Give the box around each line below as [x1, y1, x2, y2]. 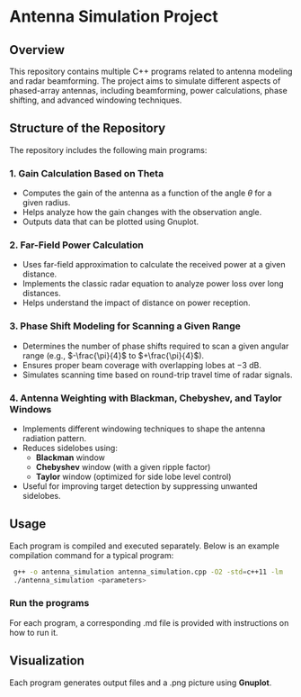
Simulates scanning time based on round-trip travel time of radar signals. [22, 369, 293, 380]
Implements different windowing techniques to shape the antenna [22, 423, 266, 434]
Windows [9, 403, 52, 415]
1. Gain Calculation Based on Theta [9, 167, 164, 179]
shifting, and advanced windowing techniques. [9, 95, 182, 105]
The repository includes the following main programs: [9, 144, 208, 155]
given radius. [22, 197, 71, 208]
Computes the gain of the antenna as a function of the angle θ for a [22, 187, 272, 199]
